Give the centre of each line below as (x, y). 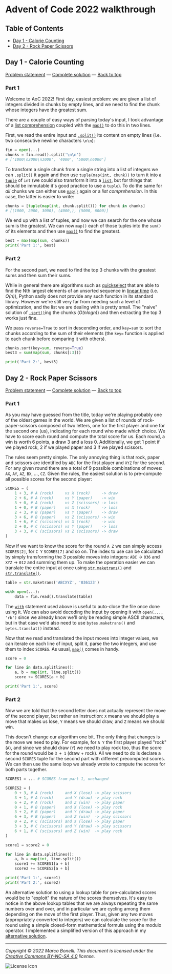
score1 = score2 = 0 (27, 845)
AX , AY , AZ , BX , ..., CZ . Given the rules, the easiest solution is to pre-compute (84, 474)
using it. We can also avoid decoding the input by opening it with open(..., (84, 612)
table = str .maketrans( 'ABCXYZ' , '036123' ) (52, 583)
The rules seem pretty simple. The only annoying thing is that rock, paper (83, 458)
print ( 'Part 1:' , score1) (33, 878)
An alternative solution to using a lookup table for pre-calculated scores (81, 892)
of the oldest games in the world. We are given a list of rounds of (74, 420)
